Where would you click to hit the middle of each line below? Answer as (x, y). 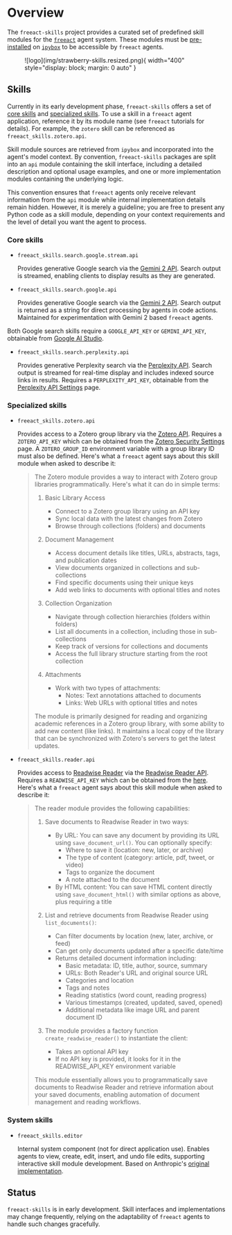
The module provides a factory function (101, 1031)
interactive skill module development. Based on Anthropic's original (113, 1163)
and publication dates (86, 560)
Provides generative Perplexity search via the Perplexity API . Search (115, 366)
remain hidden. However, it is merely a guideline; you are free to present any (116, 207)
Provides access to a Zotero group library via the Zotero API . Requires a (119, 434)
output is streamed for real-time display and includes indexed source (116, 373)
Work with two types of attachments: (108, 688)
